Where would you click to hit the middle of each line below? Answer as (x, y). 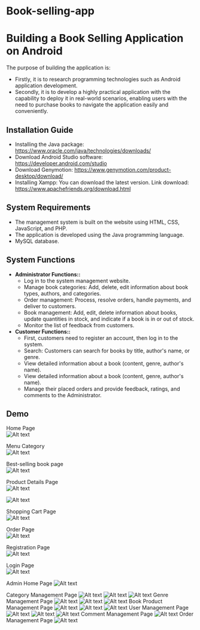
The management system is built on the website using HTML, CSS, (97, 222)
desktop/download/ (39, 176)
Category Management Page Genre (87, 595)
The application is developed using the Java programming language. (99, 235)
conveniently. (31, 111)
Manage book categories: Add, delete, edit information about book (106, 287)
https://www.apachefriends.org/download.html (73, 188)
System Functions (41, 260)
